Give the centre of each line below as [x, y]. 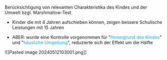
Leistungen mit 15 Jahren [38, 27]
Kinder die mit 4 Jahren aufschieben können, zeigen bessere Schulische [87, 22]
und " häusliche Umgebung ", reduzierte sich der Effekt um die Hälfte [82, 42]
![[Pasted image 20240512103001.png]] [46, 52]
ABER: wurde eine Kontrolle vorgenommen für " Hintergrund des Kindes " [87, 37]
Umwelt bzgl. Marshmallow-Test [38, 12]
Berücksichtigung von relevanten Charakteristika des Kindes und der [76, 7]
